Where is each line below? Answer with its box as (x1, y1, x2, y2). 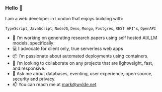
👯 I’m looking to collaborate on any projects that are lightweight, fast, (12, 60, 154, 66)
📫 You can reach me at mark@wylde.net (12, 82, 97, 88)
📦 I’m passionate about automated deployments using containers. (12, 53, 149, 59)
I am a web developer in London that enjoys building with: (5, 16, 123, 22)
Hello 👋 (5, 4, 23, 11)
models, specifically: (12, 40, 55, 46)
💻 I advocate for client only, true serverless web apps (12, 46, 123, 51)
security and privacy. (12, 76, 56, 82)
